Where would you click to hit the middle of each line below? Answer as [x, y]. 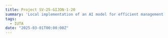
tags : [11, 19]
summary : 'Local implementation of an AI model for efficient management [85, 14]
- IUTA [17, 23]
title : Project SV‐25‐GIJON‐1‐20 [40, 10]
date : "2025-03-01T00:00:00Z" [37, 28]
